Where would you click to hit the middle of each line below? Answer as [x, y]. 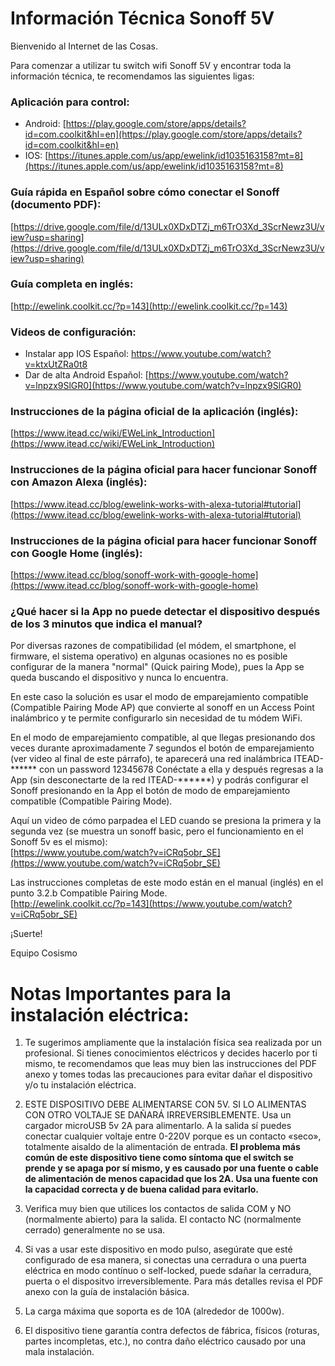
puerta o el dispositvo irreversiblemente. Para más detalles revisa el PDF [174, 1281]
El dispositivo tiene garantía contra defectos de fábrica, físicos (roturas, [172, 1331]
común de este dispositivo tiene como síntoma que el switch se [159, 1158]
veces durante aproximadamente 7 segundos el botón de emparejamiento [162, 748]
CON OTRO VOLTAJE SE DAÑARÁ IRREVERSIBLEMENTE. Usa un [158, 1115]
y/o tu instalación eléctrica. [80, 1085]
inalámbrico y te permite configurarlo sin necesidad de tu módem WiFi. [156, 718]
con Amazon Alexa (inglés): [79, 482]
